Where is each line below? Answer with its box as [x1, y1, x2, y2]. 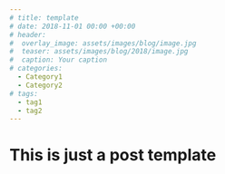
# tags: [9, 89, 39, 98]
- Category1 [17, 72, 64, 82]
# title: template [9, 13, 79, 23]
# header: [9, 30, 47, 39]
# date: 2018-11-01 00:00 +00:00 [9, 22, 136, 31]
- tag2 [17, 106, 43, 115]
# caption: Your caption [9, 55, 107, 64]
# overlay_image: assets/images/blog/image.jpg [9, 38, 197, 48]
